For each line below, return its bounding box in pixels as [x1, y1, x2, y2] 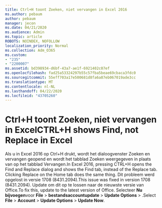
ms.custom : [5, 52, 27, 57]
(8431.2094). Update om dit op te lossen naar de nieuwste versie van [5, 182, 144, 188]
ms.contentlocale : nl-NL [5, 84, 55, 89]
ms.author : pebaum [5, 12, 42, 17]
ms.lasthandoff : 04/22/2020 [5, 89, 62, 94]
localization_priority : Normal [5, 43, 69, 48]
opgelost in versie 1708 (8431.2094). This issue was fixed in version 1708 [5, 177, 151, 183]
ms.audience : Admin [5, 30, 45, 35]
